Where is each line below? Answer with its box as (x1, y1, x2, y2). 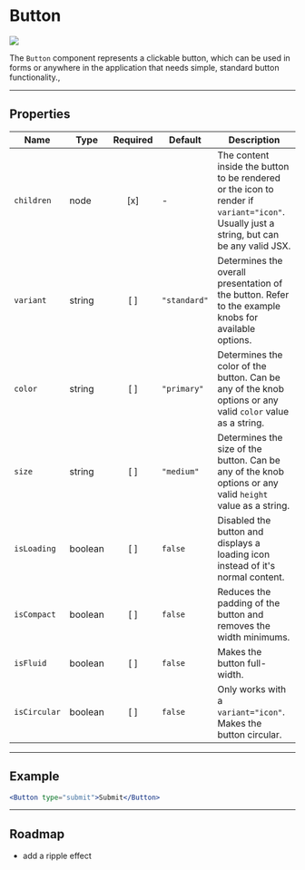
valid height (217, 487, 269, 500)
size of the (217, 442, 262, 455)
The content (217, 149, 270, 161)
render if (217, 194, 254, 207)
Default (169, 133, 202, 146)
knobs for (217, 310, 259, 323)
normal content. (217, 571, 285, 583)
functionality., (9, 72, 61, 83)
